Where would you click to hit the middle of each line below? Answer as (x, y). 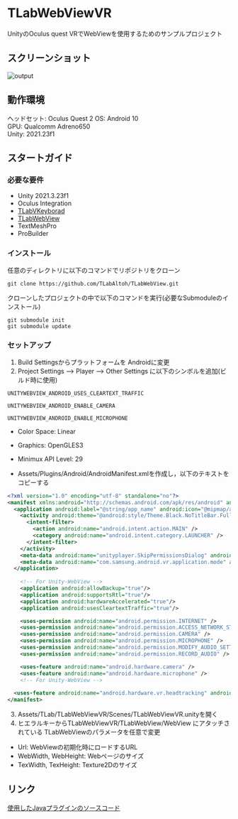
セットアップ (29, 345)
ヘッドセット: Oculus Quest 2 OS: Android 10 (73, 118)
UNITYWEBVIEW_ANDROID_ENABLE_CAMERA (61, 406)
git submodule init (36, 320)
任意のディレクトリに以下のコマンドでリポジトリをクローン (94, 270)
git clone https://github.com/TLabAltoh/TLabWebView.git (93, 283)
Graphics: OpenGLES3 (50, 445)
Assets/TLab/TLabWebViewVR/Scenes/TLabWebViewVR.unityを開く (118, 715)
